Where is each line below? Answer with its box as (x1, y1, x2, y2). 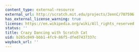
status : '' (5, 26, 28, 31)
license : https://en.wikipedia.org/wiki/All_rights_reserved (5, 21, 135, 26)
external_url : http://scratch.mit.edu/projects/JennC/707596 (5, 12, 135, 17)
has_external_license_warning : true (5, 16, 81, 21)
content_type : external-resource (5, 7, 74, 12)
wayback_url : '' (5, 40, 39, 45)
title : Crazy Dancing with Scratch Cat (5, 30, 88, 35)
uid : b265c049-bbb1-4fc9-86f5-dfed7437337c (5, 35, 97, 40)
